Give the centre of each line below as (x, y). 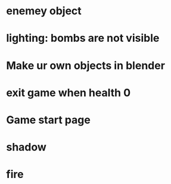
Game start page (48, 120)
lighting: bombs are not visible (83, 38)
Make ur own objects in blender (86, 65)
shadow (26, 147)
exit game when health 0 (69, 93)
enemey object (44, 11)
